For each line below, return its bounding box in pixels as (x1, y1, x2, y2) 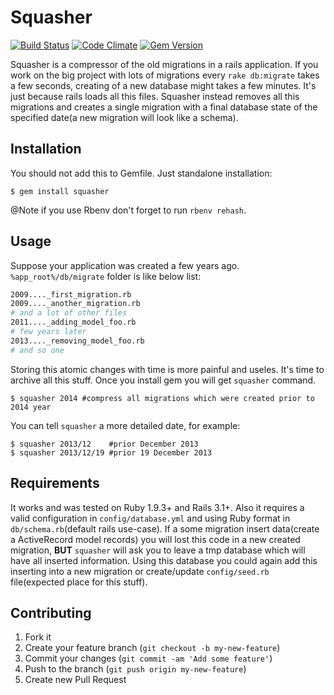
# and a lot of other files (10, 308, 128, 318)
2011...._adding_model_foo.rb (10, 317, 137, 328)
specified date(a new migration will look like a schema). (10, 111, 239, 123)
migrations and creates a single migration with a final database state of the (10, 101, 318, 113)
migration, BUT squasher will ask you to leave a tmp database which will (10, 544, 306, 556)
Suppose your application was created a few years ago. (10, 259, 240, 271)
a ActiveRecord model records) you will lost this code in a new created (10, 533, 301, 545)
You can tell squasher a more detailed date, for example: (10, 419, 241, 431)
